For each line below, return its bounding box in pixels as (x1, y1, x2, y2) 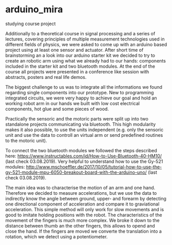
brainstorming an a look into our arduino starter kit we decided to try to (5, 52, 156, 58)
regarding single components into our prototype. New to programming (5, 89, 154, 95)
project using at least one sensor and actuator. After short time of (5, 47, 144, 53)
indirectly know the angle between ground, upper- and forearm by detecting (5, 195, 167, 201)
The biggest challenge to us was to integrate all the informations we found (5, 84, 163, 90)
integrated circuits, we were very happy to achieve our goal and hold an (5, 95, 158, 101)
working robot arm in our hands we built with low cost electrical (5, 100, 140, 106)
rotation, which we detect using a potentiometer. (5, 233, 108, 239)
